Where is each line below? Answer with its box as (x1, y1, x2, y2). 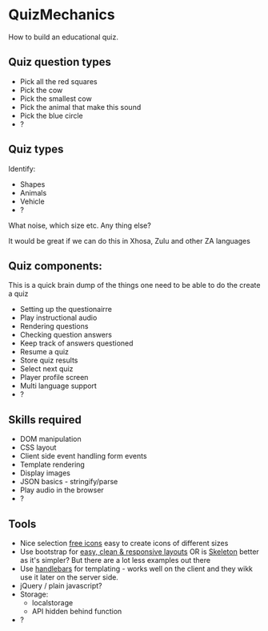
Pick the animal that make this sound (19, 102, 142, 111)
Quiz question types (8, 55, 112, 69)
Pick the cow (19, 85, 63, 95)
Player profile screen (19, 373, 89, 382)
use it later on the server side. (19, 572, 118, 582)
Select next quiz (19, 364, 74, 374)
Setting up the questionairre (19, 305, 113, 314)
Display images (19, 468, 70, 478)
